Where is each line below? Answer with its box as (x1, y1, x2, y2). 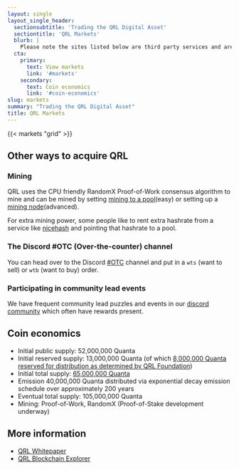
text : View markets (26, 63, 84, 70)
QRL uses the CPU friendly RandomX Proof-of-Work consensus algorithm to (7, 187, 231, 196)
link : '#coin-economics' (26, 90, 100, 97)
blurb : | (14, 37, 40, 44)
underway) (17, 407, 50, 415)
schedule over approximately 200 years (17, 384, 134, 392)
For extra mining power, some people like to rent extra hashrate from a (7, 216, 214, 225)
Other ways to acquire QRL (7, 150, 129, 162)
